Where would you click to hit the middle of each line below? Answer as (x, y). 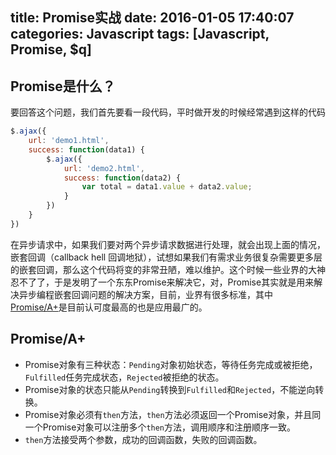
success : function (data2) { (122, 178)
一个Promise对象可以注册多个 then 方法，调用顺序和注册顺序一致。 (160, 427)
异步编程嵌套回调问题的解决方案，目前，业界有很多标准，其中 (145, 294)
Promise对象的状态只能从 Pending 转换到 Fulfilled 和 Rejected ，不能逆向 (170, 389)
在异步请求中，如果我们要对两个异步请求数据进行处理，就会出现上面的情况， (168, 244)
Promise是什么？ (63, 86)
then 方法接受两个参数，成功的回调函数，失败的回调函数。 (143, 439)
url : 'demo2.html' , (104, 168)
